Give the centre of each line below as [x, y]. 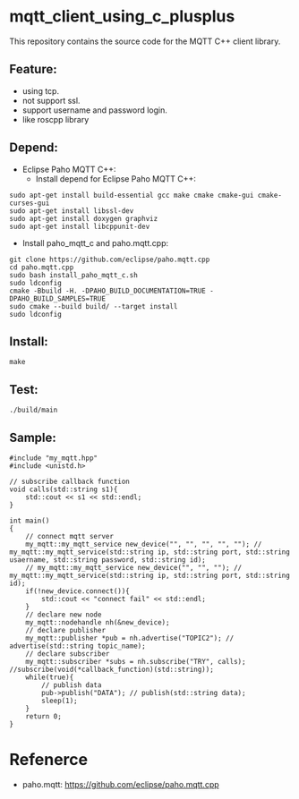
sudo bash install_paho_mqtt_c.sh [74, 275]
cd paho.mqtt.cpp [42, 267]
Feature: [33, 69]
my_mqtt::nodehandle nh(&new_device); [98, 623]
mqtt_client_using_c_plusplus [122, 17]
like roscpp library [56, 119]
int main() [30, 521]
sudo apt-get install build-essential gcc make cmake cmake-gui [132, 195]
